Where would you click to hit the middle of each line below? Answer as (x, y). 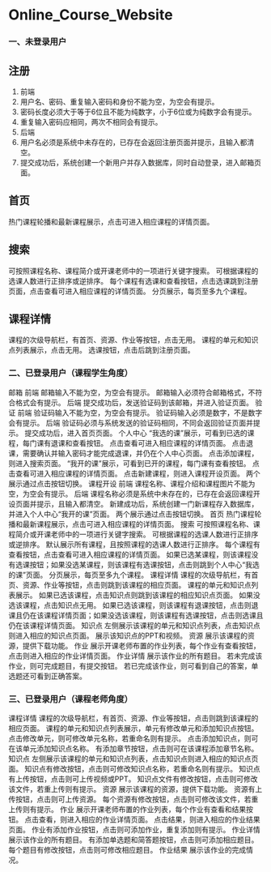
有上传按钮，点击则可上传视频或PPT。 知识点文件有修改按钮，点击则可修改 (133, 779)
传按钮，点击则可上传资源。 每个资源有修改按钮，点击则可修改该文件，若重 (133, 799)
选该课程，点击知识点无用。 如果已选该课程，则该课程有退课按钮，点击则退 (133, 605)
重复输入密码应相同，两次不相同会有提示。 (91, 122)
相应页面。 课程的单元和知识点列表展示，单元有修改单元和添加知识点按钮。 (133, 728)
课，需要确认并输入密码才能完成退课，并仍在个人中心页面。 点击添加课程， (133, 453)
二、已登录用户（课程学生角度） (71, 373)
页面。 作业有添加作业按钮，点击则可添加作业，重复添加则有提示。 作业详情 (134, 829)
